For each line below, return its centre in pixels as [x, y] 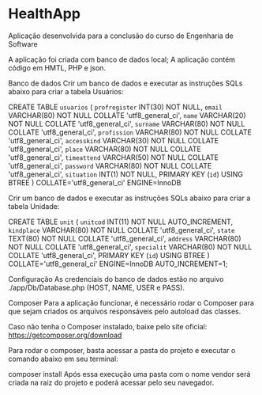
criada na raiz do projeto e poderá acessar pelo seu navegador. [111, 382]
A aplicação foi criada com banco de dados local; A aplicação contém [122, 59]
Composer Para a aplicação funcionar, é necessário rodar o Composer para [131, 302]
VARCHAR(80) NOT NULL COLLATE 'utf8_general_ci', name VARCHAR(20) [127, 115]
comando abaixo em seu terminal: [63, 359]
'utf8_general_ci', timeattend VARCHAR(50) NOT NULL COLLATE [114, 157]
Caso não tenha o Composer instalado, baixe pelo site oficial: [108, 326]
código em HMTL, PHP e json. [57, 67]
